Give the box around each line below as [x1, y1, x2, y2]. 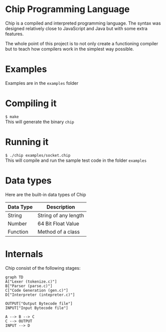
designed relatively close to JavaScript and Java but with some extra [5, 25, 148, 31]
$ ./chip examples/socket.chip [5, 153, 71, 158]
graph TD [5, 275, 24, 280]
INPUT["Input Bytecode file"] [5, 305, 69, 310]
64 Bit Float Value [37, 220, 79, 227]
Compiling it [5, 98, 57, 109]
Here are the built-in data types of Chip [5, 191, 86, 197]
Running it [5, 137, 49, 148]
